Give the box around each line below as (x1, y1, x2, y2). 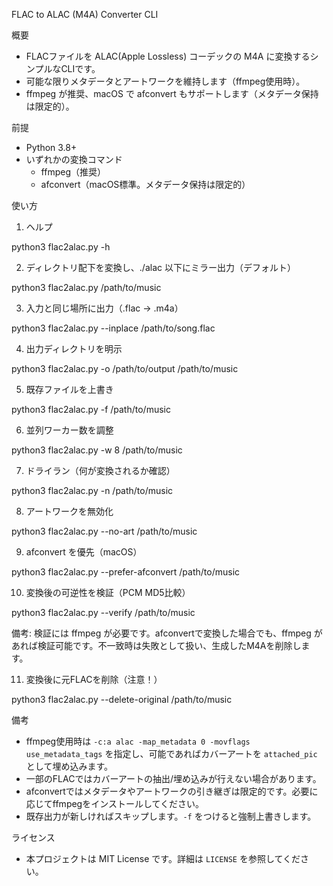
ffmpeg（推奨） (40, 166, 106, 178)
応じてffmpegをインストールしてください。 (25, 798, 205, 809)
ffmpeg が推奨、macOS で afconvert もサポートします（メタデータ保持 (25, 88, 319, 99)
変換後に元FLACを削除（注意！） (25, 674, 163, 685)
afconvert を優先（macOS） (25, 546, 143, 558)
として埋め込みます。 (25, 760, 113, 772)
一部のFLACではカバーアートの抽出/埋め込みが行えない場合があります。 (25, 773, 322, 784)
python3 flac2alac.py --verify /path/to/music (11, 607, 196, 618)
